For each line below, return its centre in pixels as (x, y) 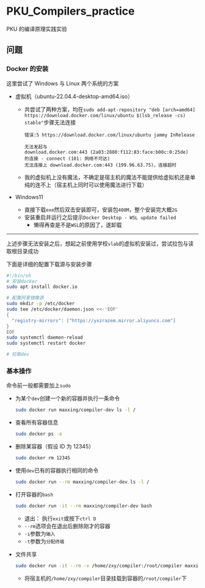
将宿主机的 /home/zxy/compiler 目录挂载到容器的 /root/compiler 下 (106, 578)
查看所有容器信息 (37, 423)
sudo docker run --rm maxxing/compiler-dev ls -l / (82, 482)
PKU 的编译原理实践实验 (37, 29)
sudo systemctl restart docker (46, 343)
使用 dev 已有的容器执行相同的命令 (57, 470)
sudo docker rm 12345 (42, 458)
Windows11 (29, 197)
